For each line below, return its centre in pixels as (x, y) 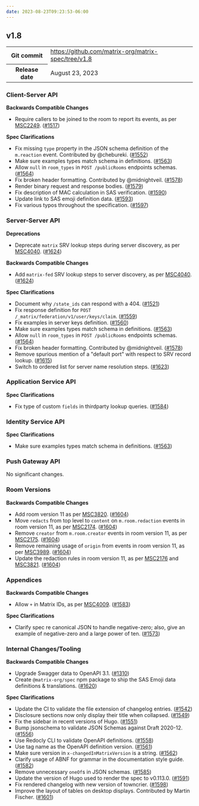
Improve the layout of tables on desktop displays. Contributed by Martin (102, 791)
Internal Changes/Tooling (44, 649)
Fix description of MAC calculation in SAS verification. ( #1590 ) (91, 193)
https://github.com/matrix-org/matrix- (104, 52)
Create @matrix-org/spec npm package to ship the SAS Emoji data (95, 680)
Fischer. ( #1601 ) (34, 797)
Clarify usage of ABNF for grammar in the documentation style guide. (99, 759)
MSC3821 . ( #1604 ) (38, 565)
